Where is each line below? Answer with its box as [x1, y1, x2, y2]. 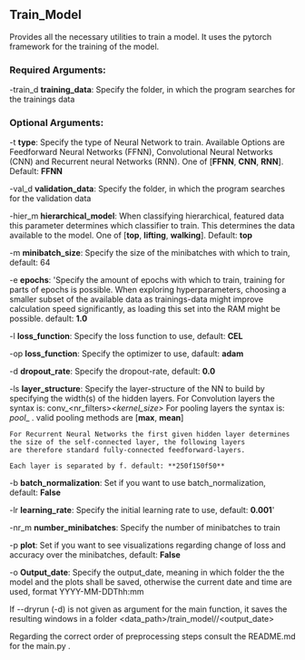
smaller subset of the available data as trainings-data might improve [9, 294, 264, 305]
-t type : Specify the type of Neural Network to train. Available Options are [9, 137, 286, 148]
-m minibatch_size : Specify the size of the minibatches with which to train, [9, 247, 290, 258]
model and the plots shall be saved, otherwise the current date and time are [9, 577, 292, 587]
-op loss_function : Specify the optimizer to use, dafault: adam [9, 348, 244, 359]
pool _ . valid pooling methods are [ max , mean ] [9, 412, 184, 423]
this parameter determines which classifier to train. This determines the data [9, 220, 295, 231]
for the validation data [9, 193, 92, 204]
